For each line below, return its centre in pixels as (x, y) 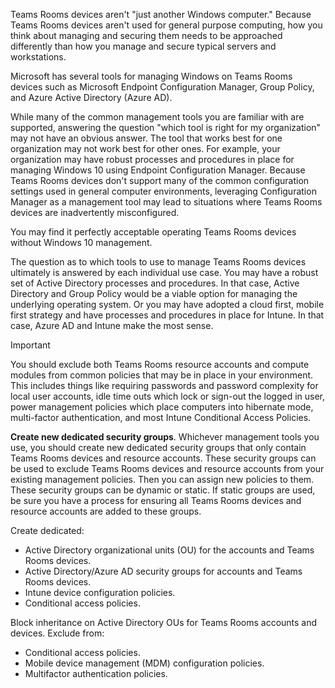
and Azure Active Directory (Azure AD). (91, 97)
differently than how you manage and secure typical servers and (143, 46)
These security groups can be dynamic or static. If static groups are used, (163, 490)
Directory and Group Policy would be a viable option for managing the (154, 293)
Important (30, 345)
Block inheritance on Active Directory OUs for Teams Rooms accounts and (164, 622)
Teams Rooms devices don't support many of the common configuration (160, 180)
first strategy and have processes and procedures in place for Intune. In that (167, 315)
